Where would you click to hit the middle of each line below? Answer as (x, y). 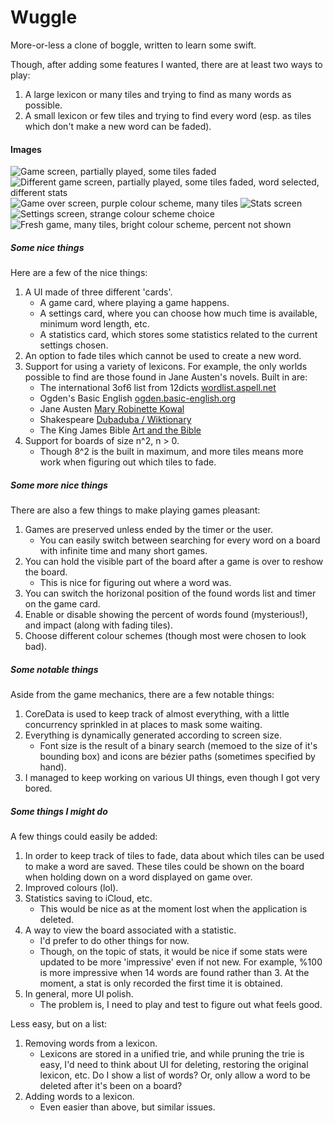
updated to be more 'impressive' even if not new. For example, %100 (181, 962)
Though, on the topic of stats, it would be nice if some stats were (173, 952)
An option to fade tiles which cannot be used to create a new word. (163, 356)
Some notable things (54, 669)
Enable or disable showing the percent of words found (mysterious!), (166, 615)
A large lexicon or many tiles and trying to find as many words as (158, 94)
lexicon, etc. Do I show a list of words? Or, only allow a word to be (175, 1075)
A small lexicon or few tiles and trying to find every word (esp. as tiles (168, 115)
